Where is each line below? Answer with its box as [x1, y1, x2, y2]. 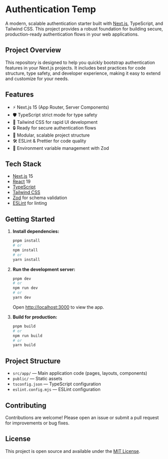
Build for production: [12, 314, 57, 320]
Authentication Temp [5, 4, 96, 15]
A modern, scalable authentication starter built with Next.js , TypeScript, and [5, 20, 163, 26]
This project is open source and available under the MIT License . [5, 448, 141, 454]
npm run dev [12, 285, 38, 290]
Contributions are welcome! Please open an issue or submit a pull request [5, 414, 159, 420]
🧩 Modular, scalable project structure [12, 132, 90, 138]
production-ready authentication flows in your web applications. [5, 31, 139, 37]
